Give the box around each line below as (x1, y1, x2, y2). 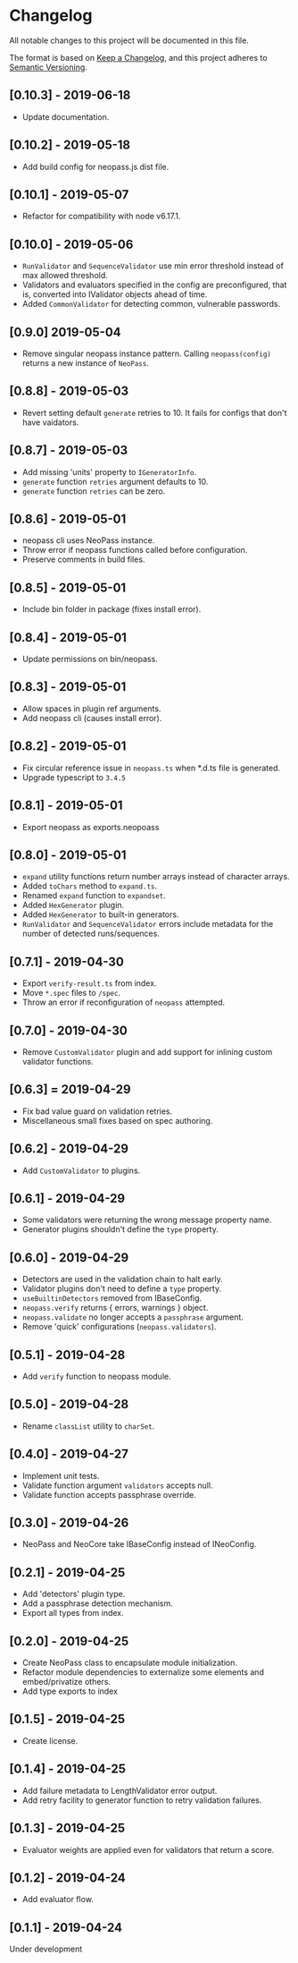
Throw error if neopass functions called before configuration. (21, 545, 248, 556)
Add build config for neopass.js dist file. (21, 161, 170, 172)
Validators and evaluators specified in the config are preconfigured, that (21, 279, 287, 291)
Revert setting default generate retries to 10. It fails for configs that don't (21, 407, 287, 418)
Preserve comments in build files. (21, 554, 145, 565)
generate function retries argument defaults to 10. (21, 476, 209, 487)
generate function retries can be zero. (21, 485, 166, 497)
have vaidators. (21, 417, 79, 428)
